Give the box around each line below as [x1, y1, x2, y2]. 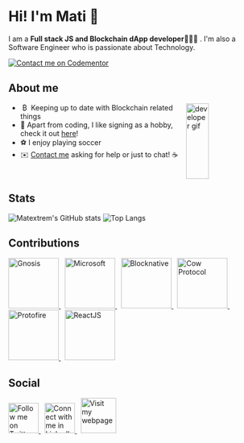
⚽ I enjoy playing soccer [19, 137, 102, 147]
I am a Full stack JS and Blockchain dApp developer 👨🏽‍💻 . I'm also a [8, 34, 236, 43]
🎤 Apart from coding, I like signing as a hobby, [19, 120, 173, 130]
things [19, 111, 42, 121]
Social [8, 376, 40, 390]
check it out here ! [19, 128, 79, 138]
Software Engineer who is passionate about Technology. [8, 42, 196, 52]
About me [8, 81, 59, 95]
